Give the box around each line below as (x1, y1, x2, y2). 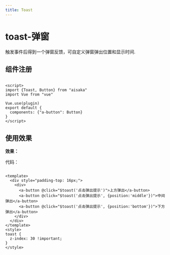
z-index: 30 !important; (10, 236, 62, 241)
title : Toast (5, 7, 33, 13)
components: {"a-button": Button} (10, 110, 83, 115)
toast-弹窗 (5, 31, 50, 42)
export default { (5, 105, 42, 111)
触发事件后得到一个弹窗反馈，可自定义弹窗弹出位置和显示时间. (5, 49, 136, 55)
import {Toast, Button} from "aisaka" (5, 87, 87, 93)
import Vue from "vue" (5, 92, 53, 97)
